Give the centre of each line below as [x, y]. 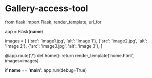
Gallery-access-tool [47, 9]
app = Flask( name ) [24, 31]
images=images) [22, 60]
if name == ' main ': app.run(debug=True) [46, 70]
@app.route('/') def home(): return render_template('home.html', [69, 55]
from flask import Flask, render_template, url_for [53, 22]
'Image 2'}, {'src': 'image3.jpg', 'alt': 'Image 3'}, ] [54, 46]
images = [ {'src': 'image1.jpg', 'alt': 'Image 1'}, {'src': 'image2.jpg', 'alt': [76, 41]
